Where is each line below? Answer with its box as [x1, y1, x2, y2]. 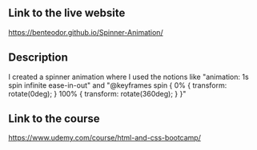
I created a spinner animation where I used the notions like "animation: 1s [8, 72, 250, 81]
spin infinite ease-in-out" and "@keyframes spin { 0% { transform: [8, 80, 227, 90]
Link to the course [8, 112, 100, 126]
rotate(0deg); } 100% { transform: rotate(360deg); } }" [8, 89, 187, 98]
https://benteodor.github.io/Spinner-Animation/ [8, 27, 163, 37]
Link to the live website [8, 6, 126, 20]
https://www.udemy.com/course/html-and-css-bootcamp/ [8, 133, 202, 143]
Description [8, 51, 68, 65]
